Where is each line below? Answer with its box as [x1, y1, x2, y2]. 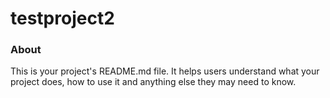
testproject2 [10, 7, 115, 30]
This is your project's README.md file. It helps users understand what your [10, 65, 320, 77]
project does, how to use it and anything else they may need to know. [10, 76, 297, 88]
